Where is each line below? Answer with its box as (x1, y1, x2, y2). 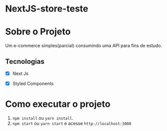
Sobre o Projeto (5, 26, 71, 38)
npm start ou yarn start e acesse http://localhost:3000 (12, 120, 131, 126)
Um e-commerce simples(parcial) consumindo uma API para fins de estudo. (5, 43, 162, 49)
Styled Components (12, 81, 54, 86)
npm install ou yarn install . (12, 115, 74, 121)
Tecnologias (5, 57, 45, 66)
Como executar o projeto (5, 98, 111, 110)
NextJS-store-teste (5, 3, 89, 15)
